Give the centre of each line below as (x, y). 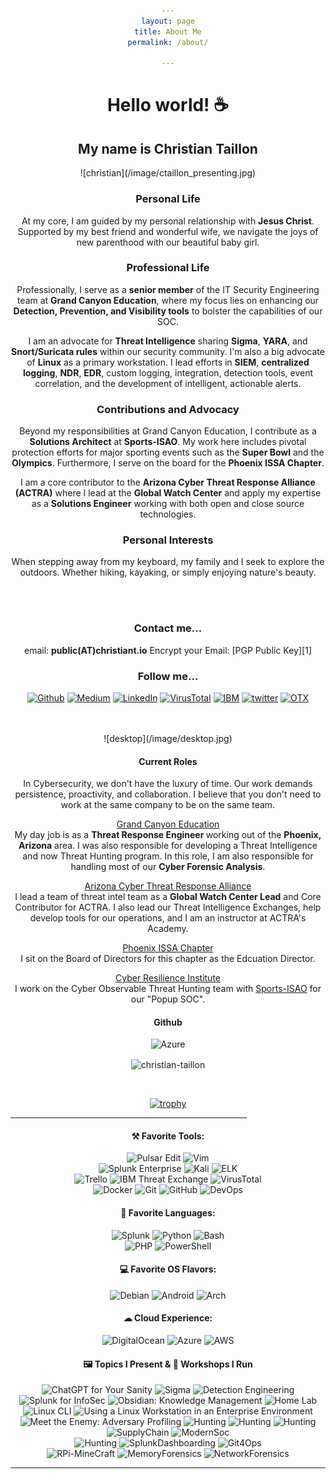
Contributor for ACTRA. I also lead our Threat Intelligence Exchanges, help (168, 907)
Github (168, 1022)
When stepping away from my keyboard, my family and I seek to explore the (168, 562)
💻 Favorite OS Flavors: (168, 1269)
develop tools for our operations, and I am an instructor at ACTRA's (168, 918)
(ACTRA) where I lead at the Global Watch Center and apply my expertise (168, 493)
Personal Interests (168, 540)
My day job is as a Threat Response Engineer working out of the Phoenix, (168, 835)
